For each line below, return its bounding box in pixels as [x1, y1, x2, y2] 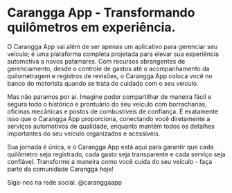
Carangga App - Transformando [7, 5, 195, 21]
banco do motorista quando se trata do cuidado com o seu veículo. [7, 79, 199, 87]
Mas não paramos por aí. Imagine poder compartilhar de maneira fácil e [7, 92, 212, 101]
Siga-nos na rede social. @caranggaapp [7, 178, 123, 186]
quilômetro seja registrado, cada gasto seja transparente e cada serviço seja [7, 150, 226, 158]
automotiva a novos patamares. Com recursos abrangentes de [7, 57, 186, 65]
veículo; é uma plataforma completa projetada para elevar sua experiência [7, 50, 220, 58]
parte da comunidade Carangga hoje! [7, 165, 114, 173]
